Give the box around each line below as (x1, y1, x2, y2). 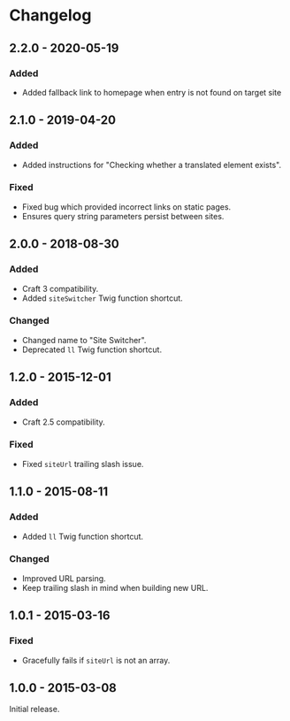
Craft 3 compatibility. (21, 283, 99, 294)
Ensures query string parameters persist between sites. (21, 211, 225, 221)
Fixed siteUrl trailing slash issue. (21, 458, 144, 469)
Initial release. (9, 704, 60, 715)
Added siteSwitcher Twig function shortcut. (21, 293, 183, 303)
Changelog (9, 5, 92, 26)
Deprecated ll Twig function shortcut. (21, 344, 162, 355)
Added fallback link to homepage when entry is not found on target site (21, 87, 282, 97)
